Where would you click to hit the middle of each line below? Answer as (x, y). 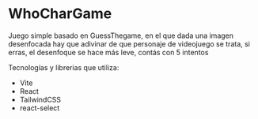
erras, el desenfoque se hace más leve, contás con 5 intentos (108, 52)
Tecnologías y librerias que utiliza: (64, 67)
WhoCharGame (60, 14)
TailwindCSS (40, 99)
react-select (40, 108)
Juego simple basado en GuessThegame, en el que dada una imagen (121, 35)
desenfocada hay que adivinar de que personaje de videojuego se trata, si (129, 43)
